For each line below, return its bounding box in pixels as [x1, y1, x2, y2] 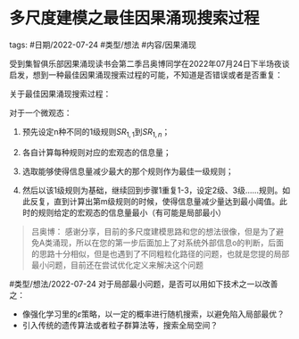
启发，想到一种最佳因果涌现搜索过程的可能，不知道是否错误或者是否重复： [9, 69, 283, 80]
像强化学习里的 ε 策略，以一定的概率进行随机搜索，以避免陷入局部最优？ [21, 309, 286, 319]
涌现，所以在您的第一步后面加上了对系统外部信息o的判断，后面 [52, 237, 284, 248]
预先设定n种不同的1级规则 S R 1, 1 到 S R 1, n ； [21, 126, 170, 139]
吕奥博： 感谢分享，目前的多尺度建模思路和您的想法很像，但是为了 [30, 226, 277, 236]
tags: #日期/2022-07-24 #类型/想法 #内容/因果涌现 [9, 39, 196, 50]
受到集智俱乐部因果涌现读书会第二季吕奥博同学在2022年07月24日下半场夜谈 [9, 58, 290, 69]
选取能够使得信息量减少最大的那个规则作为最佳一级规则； [21, 166, 234, 177]
